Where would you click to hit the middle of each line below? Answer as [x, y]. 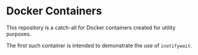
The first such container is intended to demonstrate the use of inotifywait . [99, 45]
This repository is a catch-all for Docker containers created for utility [91, 27]
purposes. [19, 33]
